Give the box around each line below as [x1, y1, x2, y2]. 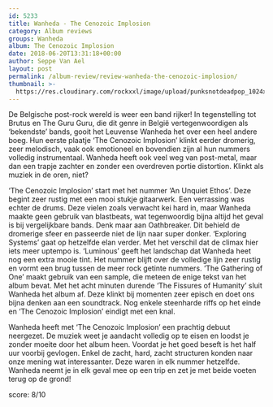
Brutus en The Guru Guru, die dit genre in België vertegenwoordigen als [8, 119, 249, 128]
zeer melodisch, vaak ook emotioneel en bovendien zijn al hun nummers [8, 144, 250, 154]
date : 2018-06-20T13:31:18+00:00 [8, 50, 122, 58]
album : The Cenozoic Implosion [8, 42, 115, 50]
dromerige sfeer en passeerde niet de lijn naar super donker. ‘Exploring [8, 229, 247, 239]
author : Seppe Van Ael [8, 58, 85, 66]
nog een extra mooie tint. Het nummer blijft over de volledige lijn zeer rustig [8, 255, 262, 265]
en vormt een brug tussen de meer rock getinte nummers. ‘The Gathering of [8, 263, 263, 273]
